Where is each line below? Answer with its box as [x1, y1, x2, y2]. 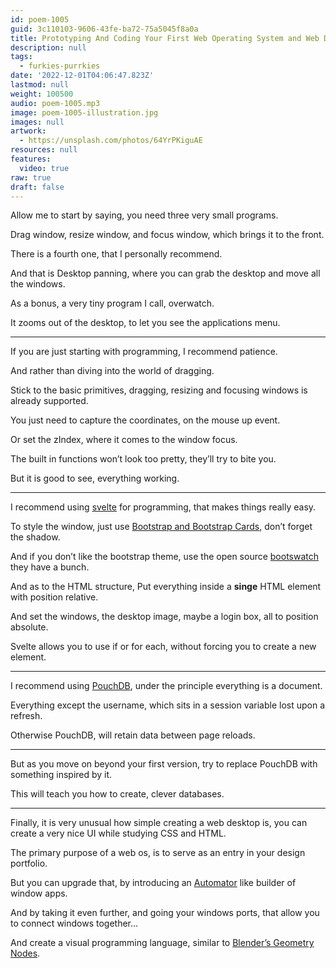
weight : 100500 [10, 89, 74, 99]
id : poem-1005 [10, 14, 70, 25]
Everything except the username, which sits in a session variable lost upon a [10, 699, 326, 711]
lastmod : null [10, 80, 70, 90]
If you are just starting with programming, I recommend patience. [10, 346, 278, 358]
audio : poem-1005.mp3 [10, 98, 101, 108]
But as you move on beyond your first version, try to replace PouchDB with [10, 758, 318, 770]
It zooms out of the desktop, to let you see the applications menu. [10, 317, 281, 329]
